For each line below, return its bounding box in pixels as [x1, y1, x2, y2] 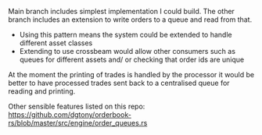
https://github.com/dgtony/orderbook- [8, 110, 131, 119]
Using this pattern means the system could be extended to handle [19, 30, 232, 39]
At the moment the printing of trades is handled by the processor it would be [8, 70, 255, 79]
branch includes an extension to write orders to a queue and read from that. [8, 15, 253, 24]
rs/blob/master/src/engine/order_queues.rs [8, 119, 148, 127]
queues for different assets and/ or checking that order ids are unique [19, 55, 245, 64]
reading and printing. [8, 87, 76, 96]
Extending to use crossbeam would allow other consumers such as [19, 47, 236, 55]
